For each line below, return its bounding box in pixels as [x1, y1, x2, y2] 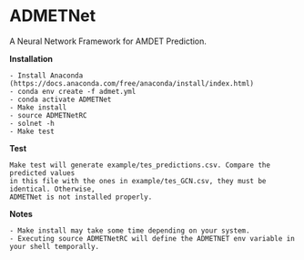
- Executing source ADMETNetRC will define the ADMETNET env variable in [9, 234, 296, 243]
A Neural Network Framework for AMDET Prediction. [9, 36, 208, 47]
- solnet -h [9, 119, 55, 128]
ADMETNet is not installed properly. [9, 192, 153, 202]
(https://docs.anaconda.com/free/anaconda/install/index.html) [9, 78, 255, 88]
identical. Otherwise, [9, 184, 96, 193]
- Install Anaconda [9, 70, 84, 80]
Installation [9, 53, 53, 64]
